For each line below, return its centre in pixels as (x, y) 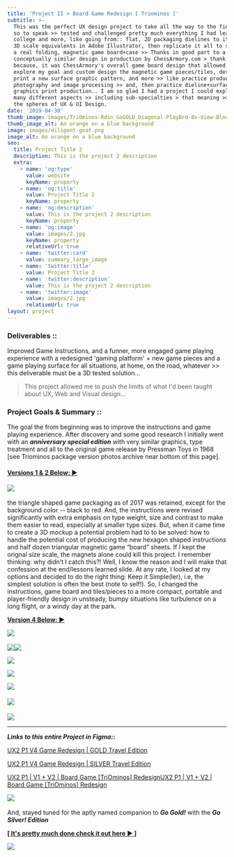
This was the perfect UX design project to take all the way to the (115, 26)
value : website (48, 175)
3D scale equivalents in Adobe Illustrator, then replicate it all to (118, 46)
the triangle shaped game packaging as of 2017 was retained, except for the (117, 503)
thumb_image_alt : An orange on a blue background (81, 124)
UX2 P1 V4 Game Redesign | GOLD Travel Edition (78, 750)
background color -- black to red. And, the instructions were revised (105, 510)
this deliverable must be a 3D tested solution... (74, 373)
